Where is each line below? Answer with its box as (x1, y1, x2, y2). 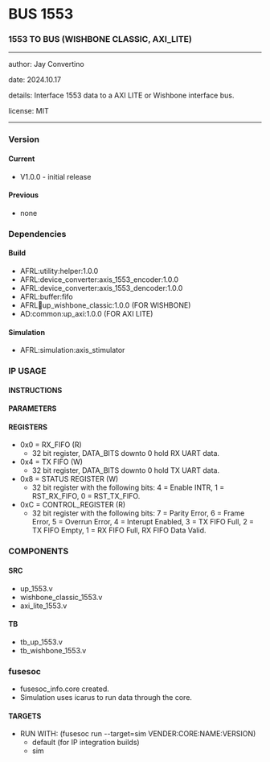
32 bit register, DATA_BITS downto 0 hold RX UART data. (31, 449, 219, 458)
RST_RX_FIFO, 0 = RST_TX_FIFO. (31, 491, 141, 501)
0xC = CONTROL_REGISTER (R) (19, 500, 126, 510)
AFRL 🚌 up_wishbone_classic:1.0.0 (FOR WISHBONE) (19, 300, 191, 310)
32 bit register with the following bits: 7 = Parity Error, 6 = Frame (31, 508, 245, 518)
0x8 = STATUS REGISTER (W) (19, 474, 119, 484)
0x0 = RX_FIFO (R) (19, 440, 82, 449)
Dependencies (8, 228, 67, 239)
